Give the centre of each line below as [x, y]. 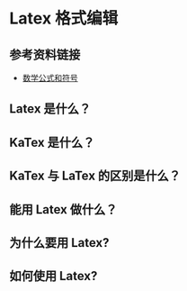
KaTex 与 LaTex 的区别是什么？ [95, 176]
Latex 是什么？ [50, 109]
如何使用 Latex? [53, 276]
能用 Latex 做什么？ [63, 209]
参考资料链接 [45, 55]
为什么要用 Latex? [59, 243]
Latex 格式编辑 [64, 18]
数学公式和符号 [50, 78]
